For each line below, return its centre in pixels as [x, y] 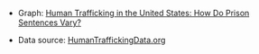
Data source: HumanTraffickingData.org [92, 40]
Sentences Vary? [49, 22]
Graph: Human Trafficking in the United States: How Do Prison [134, 13]
